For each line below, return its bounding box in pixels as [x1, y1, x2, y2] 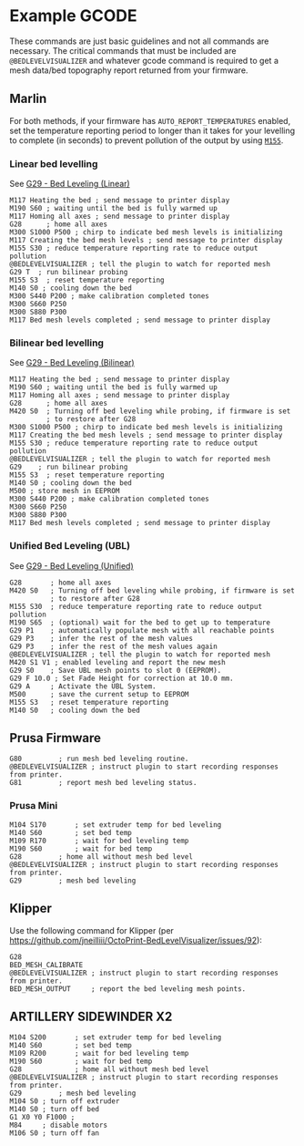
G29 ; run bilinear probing [9, 462, 128, 472]
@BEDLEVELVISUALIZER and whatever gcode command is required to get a [9, 55, 279, 66]
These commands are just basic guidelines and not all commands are [9, 36, 269, 46]
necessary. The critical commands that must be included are [9, 45, 237, 56]
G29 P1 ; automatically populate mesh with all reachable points [9, 625, 275, 635]
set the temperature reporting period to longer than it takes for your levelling [9, 125, 296, 136]
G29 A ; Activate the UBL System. [9, 681, 157, 691]
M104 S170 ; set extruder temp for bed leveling [9, 820, 222, 830]
